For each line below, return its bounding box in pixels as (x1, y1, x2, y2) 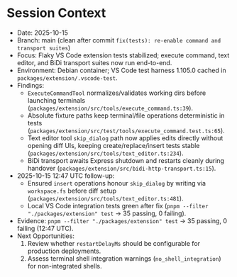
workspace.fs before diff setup (27, 186, 117, 195)
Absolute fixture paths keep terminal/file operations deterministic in (27, 111, 225, 120)
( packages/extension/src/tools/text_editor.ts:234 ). (27, 149, 184, 157)
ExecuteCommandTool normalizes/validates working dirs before (27, 89, 206, 97)
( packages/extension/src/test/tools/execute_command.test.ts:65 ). (27, 126, 225, 135)
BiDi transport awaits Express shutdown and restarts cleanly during (27, 156, 225, 164)
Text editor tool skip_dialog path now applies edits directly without (27, 133, 224, 142)
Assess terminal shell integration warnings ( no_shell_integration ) (27, 254, 221, 263)
